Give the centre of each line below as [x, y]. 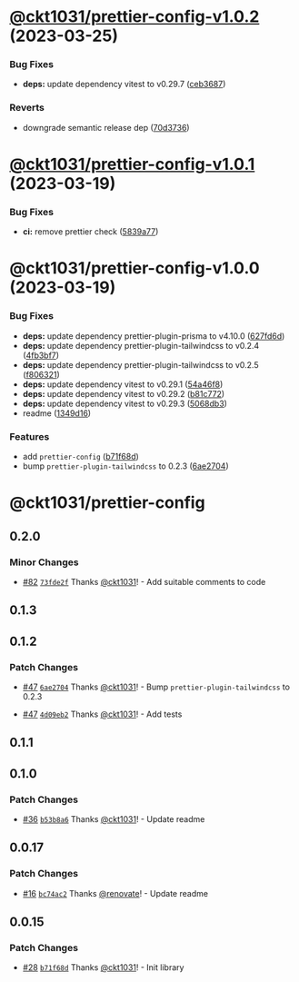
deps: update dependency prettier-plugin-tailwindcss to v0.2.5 [140, 364]
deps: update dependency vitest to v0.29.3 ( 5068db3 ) [125, 403]
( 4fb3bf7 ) [41, 355]
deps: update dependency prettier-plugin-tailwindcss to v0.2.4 [141, 345]
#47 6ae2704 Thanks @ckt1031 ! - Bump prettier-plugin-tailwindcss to [156, 687]
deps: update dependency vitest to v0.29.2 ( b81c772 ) [124, 393]
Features [30, 436]
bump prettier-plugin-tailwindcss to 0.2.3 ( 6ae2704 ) [125, 466]
